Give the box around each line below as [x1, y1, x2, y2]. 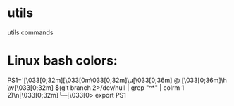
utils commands [7, 28, 54, 37]
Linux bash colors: [7, 53, 118, 69]
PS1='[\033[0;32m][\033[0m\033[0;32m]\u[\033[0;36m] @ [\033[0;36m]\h [7, 76, 228, 84]
